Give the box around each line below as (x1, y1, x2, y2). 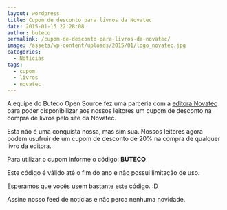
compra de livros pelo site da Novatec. (7, 114, 117, 123)
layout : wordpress (7, 10, 60, 17)
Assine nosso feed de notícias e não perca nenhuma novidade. (7, 196, 186, 204)
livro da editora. (7, 142, 52, 150)
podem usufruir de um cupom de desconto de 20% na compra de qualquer (7, 135, 221, 143)
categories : (7, 49, 41, 56)
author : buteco (7, 29, 51, 36)
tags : (7, 61, 23, 68)
